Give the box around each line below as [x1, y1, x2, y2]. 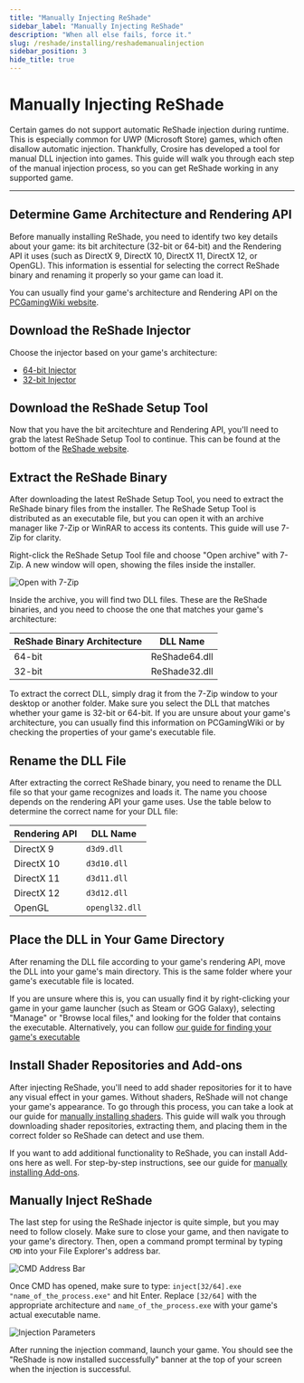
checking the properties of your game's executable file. [9, 727, 216, 738]
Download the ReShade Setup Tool [9, 400, 209, 415]
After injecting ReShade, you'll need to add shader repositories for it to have [9, 1082, 292, 1092]
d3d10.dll [85, 859, 128, 869]
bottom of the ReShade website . [9, 444, 129, 454]
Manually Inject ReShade [9, 1193, 153, 1208]
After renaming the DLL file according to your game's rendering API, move [9, 956, 286, 967]
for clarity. [23, 532, 62, 543]
